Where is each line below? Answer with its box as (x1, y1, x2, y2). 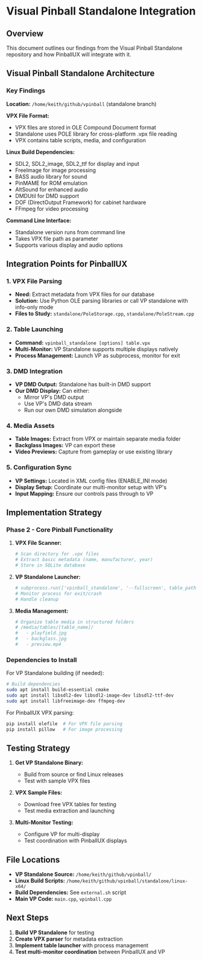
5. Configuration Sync (6, 463, 72, 472)
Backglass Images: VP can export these (14, 442, 116, 449)
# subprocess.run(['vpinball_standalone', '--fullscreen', (14, 585, 167, 591)
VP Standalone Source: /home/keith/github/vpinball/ (14, 870, 152, 878)
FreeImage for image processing (14, 166, 96, 174)
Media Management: (14, 607, 69, 614)
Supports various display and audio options (14, 241, 124, 249)
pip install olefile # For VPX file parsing (6, 720, 122, 727)
